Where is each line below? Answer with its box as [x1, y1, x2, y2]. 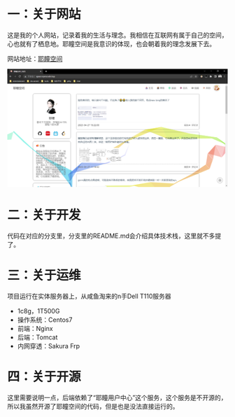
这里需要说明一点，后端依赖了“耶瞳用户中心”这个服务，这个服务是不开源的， [7, 393, 227, 402]
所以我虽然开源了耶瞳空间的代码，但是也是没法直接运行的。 [7, 402, 179, 410]
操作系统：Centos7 [17, 316, 73, 324]
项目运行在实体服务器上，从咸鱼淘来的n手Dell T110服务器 [7, 292, 171, 301]
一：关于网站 [7, 6, 82, 22]
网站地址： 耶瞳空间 [7, 54, 63, 63]
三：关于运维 [7, 267, 82, 283]
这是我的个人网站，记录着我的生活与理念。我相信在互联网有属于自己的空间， [7, 31, 228, 39]
